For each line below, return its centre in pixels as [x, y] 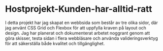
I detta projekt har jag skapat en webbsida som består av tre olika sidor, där [81, 23]
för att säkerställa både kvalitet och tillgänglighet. [55, 43]
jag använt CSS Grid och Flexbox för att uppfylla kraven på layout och [76, 27]
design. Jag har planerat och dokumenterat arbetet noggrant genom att [78, 33]
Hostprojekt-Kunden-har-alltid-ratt [79, 9]
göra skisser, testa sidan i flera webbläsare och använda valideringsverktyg [81, 38]
